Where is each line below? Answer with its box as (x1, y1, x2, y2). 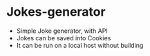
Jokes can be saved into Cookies (16, 33, 111, 42)
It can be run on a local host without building (16, 41, 144, 49)
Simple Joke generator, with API (16, 27, 108, 35)
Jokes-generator (6, 4, 106, 20)
